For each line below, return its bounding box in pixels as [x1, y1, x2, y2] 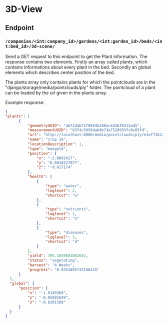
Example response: [5, 99, 45, 105]
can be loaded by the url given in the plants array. [5, 89, 107, 95]
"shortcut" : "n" [45, 216, 79, 221]
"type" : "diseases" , [45, 230, 88, 235]
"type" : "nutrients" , [45, 206, 91, 212]
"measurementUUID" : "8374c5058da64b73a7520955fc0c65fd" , [27, 127, 149, 133]
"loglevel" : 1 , [45, 211, 77, 216]
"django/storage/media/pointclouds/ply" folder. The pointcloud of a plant [5, 84, 156, 90]
